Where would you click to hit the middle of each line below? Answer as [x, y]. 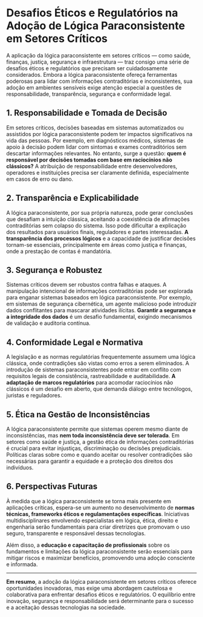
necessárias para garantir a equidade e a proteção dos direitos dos [90, 461]
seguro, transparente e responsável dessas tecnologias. [76, 533]
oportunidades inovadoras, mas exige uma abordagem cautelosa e [89, 588]
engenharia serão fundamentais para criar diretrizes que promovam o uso [98, 527]
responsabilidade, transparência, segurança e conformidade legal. [89, 94]
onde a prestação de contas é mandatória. [59, 251]
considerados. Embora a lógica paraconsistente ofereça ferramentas [92, 74]
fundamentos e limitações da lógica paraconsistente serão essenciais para [99, 551]
